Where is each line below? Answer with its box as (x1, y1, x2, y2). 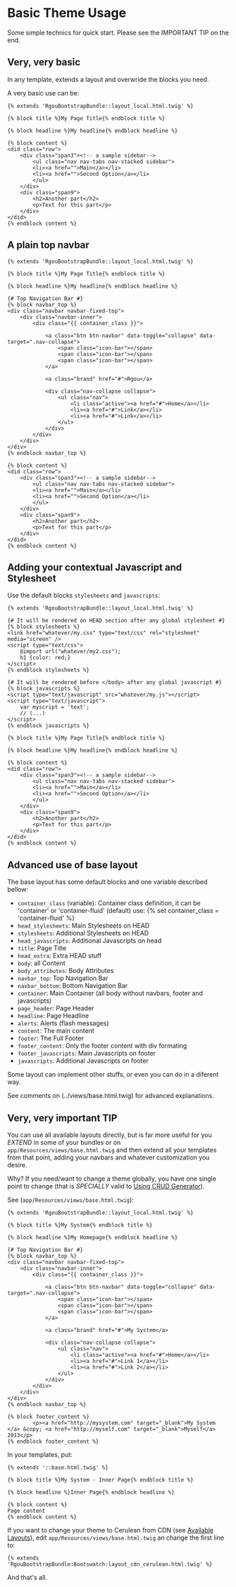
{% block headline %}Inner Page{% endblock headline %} (7, 1489, 175, 1496)
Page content (7, 1507, 46, 1514)
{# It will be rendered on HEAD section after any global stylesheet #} (7, 617, 225, 625)
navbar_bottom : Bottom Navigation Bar (17, 981, 128, 990)
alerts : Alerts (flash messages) (17, 1019, 109, 1027)
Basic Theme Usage (7, 5, 127, 21)
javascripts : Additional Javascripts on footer (17, 1056, 149, 1065)
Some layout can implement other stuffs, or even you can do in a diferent (7, 1070, 219, 1079)
